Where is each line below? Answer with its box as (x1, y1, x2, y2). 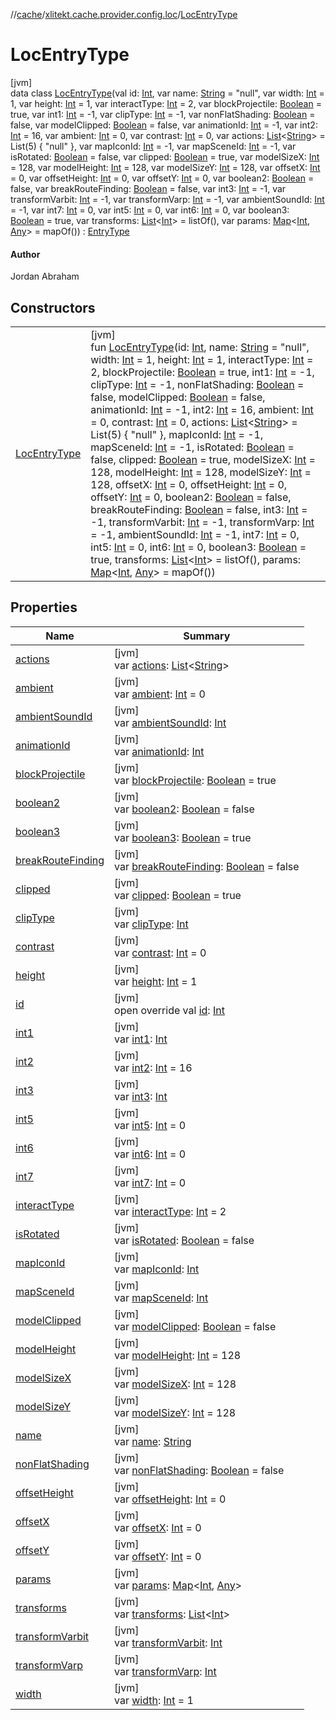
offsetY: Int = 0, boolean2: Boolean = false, (90, 490, 292, 504)
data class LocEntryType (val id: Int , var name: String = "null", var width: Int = (10, 87, 325, 99)
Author (10, 248, 41, 260)
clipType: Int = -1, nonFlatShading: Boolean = (90, 377, 305, 391)
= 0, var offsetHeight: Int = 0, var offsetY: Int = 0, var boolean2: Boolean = (10, 172, 315, 184)
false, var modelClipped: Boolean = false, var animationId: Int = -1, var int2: (10, 119, 318, 131)
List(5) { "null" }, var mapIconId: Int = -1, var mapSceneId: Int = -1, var (10, 140, 297, 152)
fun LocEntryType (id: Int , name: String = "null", (90, 340, 310, 354)
